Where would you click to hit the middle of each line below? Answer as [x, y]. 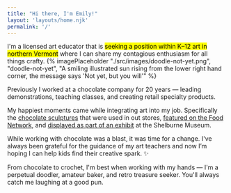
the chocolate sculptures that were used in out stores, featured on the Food [115, 118]
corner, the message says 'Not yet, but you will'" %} [82, 76]
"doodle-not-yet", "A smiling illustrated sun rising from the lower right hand [114, 69]
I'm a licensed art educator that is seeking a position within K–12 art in [107, 47]
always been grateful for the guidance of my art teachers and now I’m [107, 146]
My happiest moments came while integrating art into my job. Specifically [112, 110]
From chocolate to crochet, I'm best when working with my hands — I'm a [113, 167]
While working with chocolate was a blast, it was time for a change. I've [110, 139]
